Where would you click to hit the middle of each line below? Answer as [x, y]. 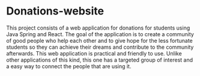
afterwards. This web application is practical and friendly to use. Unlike [94, 53]
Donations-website [55, 11]
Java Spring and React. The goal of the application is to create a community [100, 34]
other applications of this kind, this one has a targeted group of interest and [100, 60]
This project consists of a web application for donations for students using [98, 28]
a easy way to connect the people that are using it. [69, 66]
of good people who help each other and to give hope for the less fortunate [100, 40]
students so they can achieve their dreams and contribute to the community [100, 47]
